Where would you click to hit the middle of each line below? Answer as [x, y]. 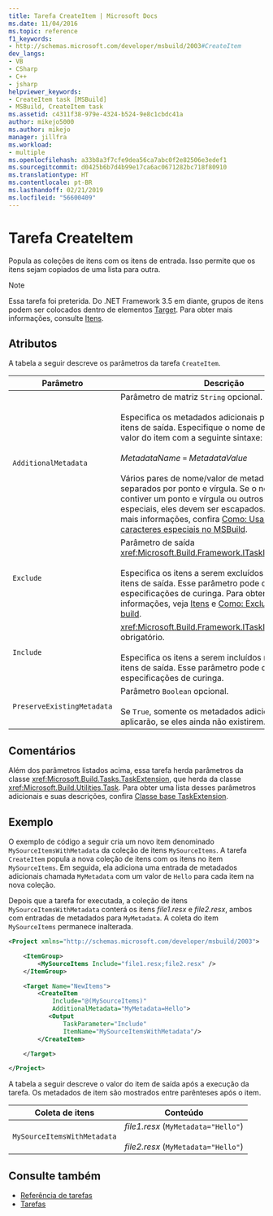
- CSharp [23, 69]
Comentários [42, 751]
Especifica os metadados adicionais [189, 418]
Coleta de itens [65, 1113]
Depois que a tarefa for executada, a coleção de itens [98, 900]
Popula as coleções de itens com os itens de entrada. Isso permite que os [132, 261]
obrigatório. [143, 638]
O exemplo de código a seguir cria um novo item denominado [112, 841]
